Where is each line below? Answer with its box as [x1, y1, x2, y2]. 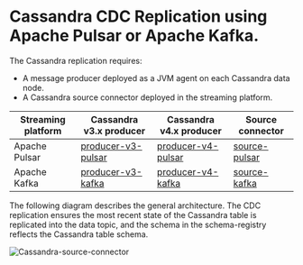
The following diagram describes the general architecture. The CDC [9, 200, 262, 211]
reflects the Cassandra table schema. [9, 228, 149, 240]
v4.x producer [159, 124, 223, 137]
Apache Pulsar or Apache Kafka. [9, 25, 260, 46]
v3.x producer [83, 124, 146, 137]
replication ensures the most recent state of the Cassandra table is [9, 209, 257, 220]
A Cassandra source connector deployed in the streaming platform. [22, 92, 273, 103]
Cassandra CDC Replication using [9, 6, 268, 27]
